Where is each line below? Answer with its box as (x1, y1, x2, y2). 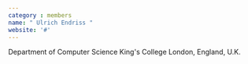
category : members (8, 11, 72, 20)
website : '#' (8, 26, 51, 34)
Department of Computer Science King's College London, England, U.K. (8, 48, 242, 57)
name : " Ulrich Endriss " (8, 19, 93, 27)
